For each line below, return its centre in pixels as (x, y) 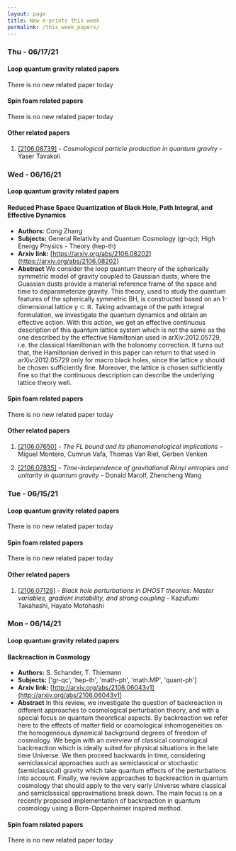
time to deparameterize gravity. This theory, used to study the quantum (122, 291)
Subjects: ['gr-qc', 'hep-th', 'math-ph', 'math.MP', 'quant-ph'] (107, 680)
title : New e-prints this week (54, 21)
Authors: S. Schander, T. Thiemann (69, 673)
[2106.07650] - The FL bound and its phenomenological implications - (120, 447)
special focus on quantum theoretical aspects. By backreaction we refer (123, 718)
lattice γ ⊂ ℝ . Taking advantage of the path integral (130, 306)
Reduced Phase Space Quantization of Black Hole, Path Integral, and (110, 208)
